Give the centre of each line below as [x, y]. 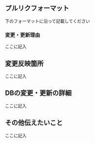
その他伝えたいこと [34, 123]
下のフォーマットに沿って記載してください [47, 21]
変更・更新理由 [23, 35]
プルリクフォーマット [37, 8]
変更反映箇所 [24, 63]
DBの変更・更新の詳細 [38, 93]
